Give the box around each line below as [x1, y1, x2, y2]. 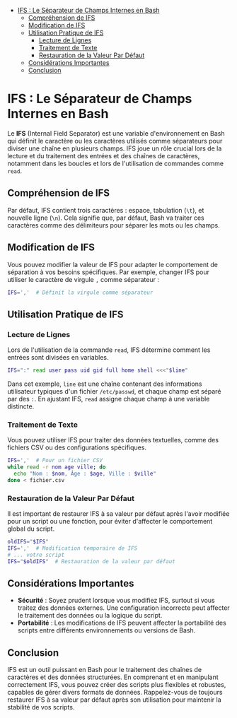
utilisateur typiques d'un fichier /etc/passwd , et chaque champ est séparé [7, 387, 221, 395]
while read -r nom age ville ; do [7, 464, 106, 471]
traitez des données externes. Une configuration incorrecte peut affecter [17, 604, 230, 612]
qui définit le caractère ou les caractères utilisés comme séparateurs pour [7, 136, 223, 145]
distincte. [7, 402, 35, 411]
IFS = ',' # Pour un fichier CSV [7, 457, 103, 464]
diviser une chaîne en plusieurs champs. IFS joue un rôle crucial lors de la [7, 144, 222, 153]
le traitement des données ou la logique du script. [17, 611, 163, 620]
